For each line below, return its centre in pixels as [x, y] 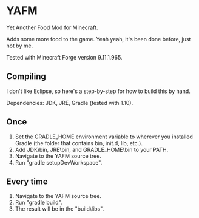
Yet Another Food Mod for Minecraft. [52, 27]
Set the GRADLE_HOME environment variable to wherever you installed [104, 137]
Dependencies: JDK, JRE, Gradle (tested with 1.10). [70, 103]
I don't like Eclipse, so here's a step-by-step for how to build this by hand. [99, 91]
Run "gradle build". [39, 203]
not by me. [20, 46]
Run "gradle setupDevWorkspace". [59, 162]
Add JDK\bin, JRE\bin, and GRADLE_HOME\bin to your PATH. [92, 149]
